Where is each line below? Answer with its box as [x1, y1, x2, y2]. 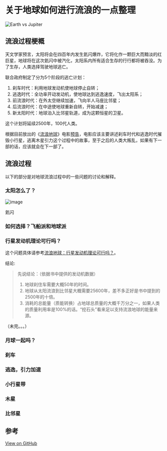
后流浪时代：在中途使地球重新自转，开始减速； [12, 103, 108, 110]
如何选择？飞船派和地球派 [5, 223, 67, 230]
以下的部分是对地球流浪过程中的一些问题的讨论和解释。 [5, 173, 118, 179]
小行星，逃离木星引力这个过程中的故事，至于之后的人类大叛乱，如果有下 [9, 137, 158, 143]
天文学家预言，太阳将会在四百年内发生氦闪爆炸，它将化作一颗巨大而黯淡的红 [5, 51, 162, 57]
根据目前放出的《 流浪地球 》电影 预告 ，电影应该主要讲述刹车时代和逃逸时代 [5, 131, 158, 137]
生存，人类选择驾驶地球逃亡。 [9, 63, 71, 70]
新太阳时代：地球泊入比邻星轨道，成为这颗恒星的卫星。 [12, 110, 126, 116]
